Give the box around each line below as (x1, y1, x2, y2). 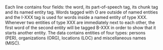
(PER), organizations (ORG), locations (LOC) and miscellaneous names (5, 35, 146, 41)
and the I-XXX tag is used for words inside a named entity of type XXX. (5, 15, 147, 20)
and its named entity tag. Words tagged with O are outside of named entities (5, 9, 158, 15)
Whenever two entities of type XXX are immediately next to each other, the (5, 19, 155, 25)
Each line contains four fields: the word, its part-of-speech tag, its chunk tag (5, 4, 158, 10)
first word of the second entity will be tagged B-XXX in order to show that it (5, 25, 156, 31)
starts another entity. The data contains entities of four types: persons (5, 30, 146, 35)
